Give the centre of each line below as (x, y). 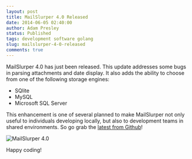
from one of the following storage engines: (58, 79)
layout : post (22, 11)
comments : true (25, 50)
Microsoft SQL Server (41, 103)
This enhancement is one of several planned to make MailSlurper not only (95, 114)
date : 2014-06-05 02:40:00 (39, 22)
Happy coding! (24, 150)
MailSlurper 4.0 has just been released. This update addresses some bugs (96, 67)
